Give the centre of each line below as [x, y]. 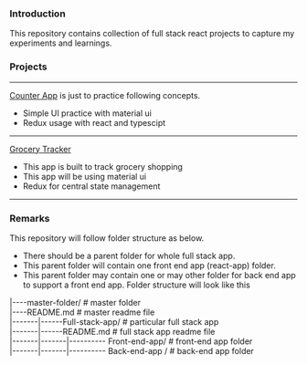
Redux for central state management [91, 186]
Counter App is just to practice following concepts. [105, 95]
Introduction [37, 14]
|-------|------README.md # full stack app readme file [112, 331]
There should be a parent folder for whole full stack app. [129, 255]
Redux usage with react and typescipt [94, 122]
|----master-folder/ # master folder [75, 302]
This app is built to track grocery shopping [102, 166]
